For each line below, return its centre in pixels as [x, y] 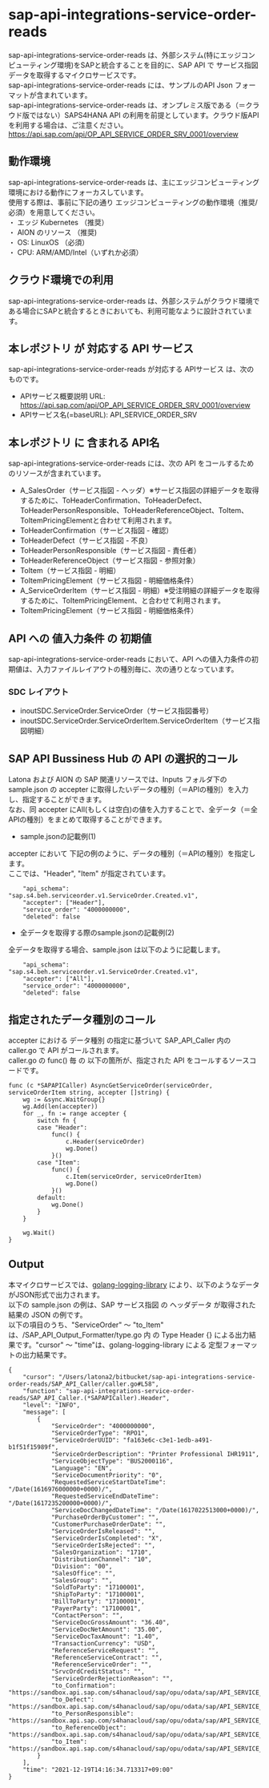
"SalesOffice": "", [83, 1573]
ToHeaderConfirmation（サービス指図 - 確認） [96, 531]
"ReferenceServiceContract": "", [106, 1657]
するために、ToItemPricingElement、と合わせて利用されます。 [122, 601]
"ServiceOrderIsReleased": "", [103, 1531]
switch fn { [57, 1120]
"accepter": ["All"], [58, 979]
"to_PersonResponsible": [92, 1713]
